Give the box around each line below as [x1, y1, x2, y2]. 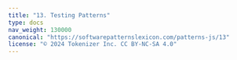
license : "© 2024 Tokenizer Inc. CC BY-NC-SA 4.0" [8, 41, 177, 48]
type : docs [8, 19, 44, 26]
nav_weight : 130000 [8, 26, 72, 34]
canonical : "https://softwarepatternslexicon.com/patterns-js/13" [8, 33, 230, 41]
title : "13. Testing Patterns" [8, 11, 111, 19]
